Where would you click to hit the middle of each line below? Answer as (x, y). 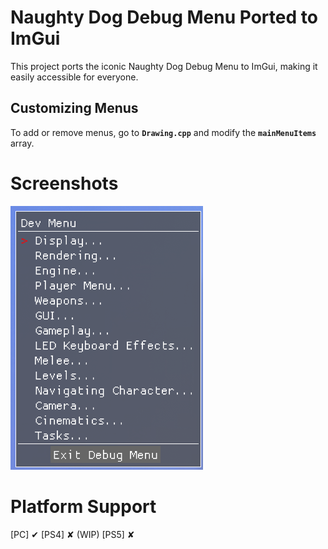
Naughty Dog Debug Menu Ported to (164, 17)
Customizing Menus (74, 108)
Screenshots (64, 183)
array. (22, 143)
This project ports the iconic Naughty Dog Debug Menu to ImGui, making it (164, 66)
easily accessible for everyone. (74, 77)
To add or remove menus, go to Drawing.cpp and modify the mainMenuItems (163, 132)
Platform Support (83, 506)
